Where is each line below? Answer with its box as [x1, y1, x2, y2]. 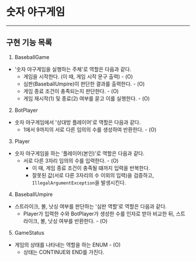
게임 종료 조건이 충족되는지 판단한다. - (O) [23, 87, 119, 94]
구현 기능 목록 [6, 37, 52, 47]
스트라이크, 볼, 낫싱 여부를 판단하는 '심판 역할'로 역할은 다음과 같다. [14, 202, 167, 210]
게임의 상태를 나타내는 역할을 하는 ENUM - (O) [14, 241, 121, 248]
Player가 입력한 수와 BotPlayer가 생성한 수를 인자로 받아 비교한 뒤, [23, 210, 175, 217]
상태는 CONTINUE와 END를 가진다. [23, 248, 105, 255]
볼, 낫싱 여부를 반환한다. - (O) [40, 217, 108, 224]
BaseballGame [14, 53, 50, 60]
